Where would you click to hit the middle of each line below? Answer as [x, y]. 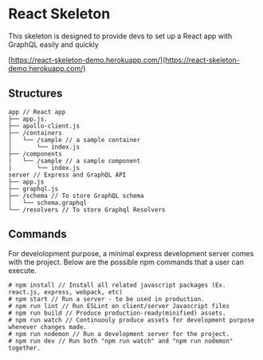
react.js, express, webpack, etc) [66, 292]
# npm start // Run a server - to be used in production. [106, 299]
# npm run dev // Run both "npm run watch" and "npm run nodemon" [121, 341]
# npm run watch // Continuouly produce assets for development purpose [131, 320]
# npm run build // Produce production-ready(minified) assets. [117, 313]
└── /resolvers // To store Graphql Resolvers [87, 210]
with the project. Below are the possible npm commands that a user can [126, 262]
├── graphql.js [33, 188]
